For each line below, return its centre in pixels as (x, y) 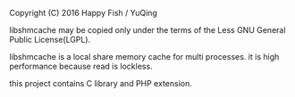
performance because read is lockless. (81, 66)
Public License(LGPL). (50, 40)
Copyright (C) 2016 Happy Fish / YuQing (84, 13)
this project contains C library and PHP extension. (101, 83)
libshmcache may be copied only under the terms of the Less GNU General (147, 30)
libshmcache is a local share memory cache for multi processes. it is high (144, 57)
